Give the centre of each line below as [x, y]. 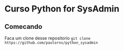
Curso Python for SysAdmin [62, 9]
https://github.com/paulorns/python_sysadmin [51, 43]
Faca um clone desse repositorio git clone [47, 38]
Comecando [23, 27]
